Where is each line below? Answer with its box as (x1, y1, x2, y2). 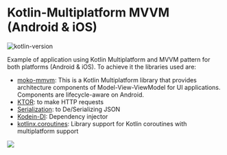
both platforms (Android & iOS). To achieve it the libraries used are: (7, 62, 197, 71)
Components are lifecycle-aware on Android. (16, 91, 144, 99)
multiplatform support (16, 127, 79, 135)
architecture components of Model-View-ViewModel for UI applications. (16, 83, 221, 91)
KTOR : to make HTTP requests (16, 97, 104, 106)
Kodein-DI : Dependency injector (16, 112, 108, 121)
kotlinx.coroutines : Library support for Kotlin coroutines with (16, 119, 187, 128)
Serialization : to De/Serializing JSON (16, 105, 121, 113)
